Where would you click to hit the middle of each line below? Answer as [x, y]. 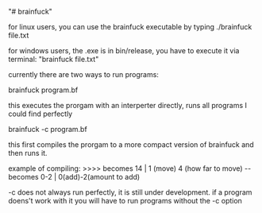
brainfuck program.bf [43, 90]
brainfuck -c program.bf [48, 129]
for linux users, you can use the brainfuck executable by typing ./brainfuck [130, 27]
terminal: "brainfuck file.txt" [54, 59]
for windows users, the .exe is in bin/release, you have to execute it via [124, 50]
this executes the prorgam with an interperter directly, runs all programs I [128, 105]
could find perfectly [40, 114]
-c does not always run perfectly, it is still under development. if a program [130, 192]
